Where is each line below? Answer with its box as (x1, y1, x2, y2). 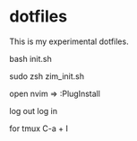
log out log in (9, 105, 58, 116)
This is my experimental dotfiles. (9, 36, 129, 47)
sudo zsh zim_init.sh (9, 70, 85, 82)
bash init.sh (9, 53, 52, 64)
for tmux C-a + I (9, 123, 69, 134)
